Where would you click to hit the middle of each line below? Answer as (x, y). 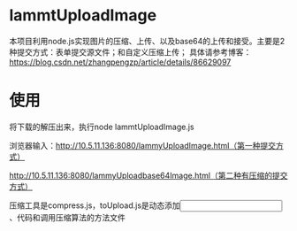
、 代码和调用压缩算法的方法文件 (67, 217)
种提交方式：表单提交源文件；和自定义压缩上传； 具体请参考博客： (130, 52)
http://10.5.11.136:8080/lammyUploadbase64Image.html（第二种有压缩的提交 (149, 175)
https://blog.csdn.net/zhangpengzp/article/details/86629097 (120, 62)
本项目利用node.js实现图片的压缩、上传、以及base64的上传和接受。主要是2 (147, 41)
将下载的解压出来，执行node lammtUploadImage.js (102, 127)
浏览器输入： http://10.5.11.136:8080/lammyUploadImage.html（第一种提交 (143, 145)
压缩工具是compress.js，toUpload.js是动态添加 (95, 205)
